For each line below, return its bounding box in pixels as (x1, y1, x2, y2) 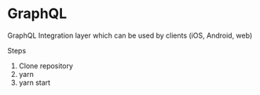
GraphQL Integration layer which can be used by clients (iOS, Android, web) (7, 31, 253, 40)
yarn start (18, 78, 51, 87)
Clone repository (18, 60, 74, 71)
